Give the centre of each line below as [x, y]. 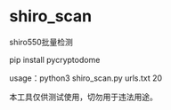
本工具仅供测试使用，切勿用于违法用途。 [83, 97]
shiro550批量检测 [41, 42]
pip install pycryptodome [55, 59]
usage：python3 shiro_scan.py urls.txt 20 [86, 78]
